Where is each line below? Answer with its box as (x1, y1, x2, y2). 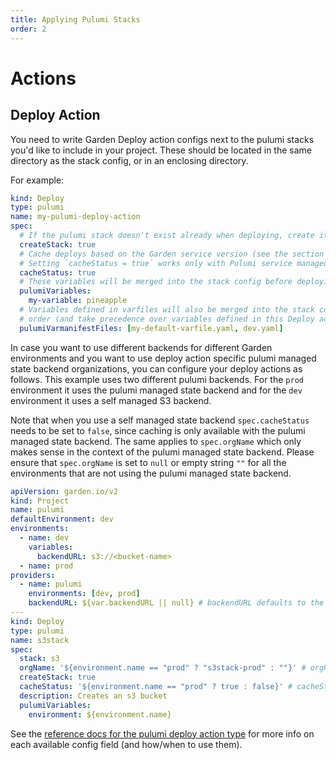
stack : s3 (19, 654, 60, 664)
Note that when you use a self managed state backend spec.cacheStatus (10, 414, 310, 426)
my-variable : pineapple (28, 296, 128, 306)
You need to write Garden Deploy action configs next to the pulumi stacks (10, 133, 315, 145)
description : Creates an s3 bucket (19, 691, 168, 701)
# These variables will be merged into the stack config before (19, 277, 293, 287)
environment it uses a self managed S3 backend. (10, 394, 212, 406)
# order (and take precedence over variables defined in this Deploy (19, 314, 315, 324)
